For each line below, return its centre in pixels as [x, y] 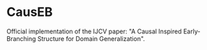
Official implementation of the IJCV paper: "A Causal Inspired [94, 31]
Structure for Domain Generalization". [91, 38]
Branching [21, 38]
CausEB [30, 12]
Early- [192, 31]
